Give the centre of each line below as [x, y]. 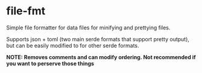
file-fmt [26, 11]
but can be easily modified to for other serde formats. [73, 45]
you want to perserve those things [50, 63]
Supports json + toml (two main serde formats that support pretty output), [98, 39]
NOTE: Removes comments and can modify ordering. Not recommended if [101, 57]
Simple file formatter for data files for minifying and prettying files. [88, 28]
